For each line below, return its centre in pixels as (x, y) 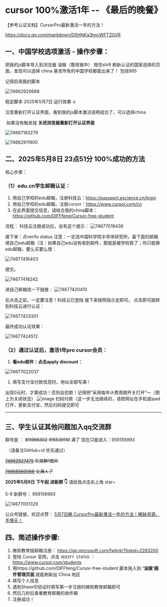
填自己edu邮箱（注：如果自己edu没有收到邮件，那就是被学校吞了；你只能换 (83, 243)
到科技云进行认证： (25, 306)
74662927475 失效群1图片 (32, 460)
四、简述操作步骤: (33, 538)
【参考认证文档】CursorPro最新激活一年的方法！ (55, 25)
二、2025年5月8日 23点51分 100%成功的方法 (75, 159)
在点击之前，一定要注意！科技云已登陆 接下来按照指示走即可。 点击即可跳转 (83, 300)
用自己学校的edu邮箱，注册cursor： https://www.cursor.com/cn (77, 204)
